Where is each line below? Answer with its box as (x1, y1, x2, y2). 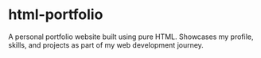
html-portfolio (8, 6, 103, 24)
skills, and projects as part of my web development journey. (8, 40, 205, 49)
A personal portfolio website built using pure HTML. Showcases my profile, (8, 32, 254, 41)
